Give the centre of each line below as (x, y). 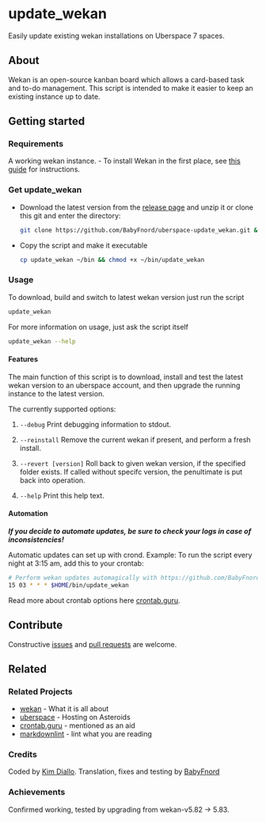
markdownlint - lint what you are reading (86, 734)
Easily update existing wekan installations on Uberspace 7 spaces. (116, 36)
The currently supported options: (62, 409)
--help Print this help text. (62, 495)
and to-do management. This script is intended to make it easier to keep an (131, 88)
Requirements (36, 144)
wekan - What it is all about (64, 709)
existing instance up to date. (54, 97)
